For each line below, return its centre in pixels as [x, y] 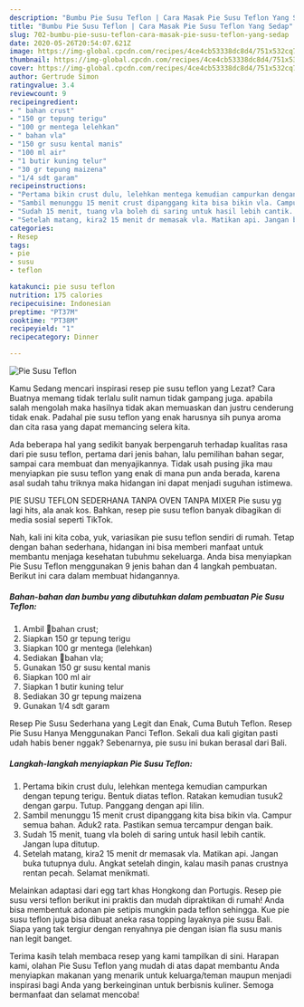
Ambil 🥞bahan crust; [60, 628]
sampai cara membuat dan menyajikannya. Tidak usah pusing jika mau [141, 464]
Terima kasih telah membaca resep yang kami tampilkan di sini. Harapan [144, 955]
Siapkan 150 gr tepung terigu [76, 638]
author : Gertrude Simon [54, 77]
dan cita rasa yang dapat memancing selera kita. [100, 427]
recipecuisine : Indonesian [60, 303]
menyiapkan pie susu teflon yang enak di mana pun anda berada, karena [145, 473]
